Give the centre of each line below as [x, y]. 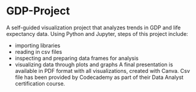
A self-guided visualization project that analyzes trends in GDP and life [93, 27]
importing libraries [38, 45]
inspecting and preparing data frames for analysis [77, 58]
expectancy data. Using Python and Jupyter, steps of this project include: [97, 33]
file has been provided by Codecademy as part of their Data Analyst [99, 77]
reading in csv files [38, 51]
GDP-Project [38, 11]
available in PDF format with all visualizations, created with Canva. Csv [103, 70]
